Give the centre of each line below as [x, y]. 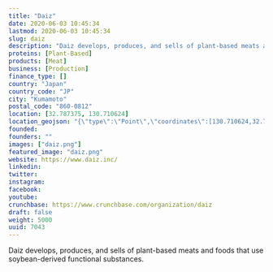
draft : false [30, 212]
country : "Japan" [38, 84]
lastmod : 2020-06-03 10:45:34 [60, 31]
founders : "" [30, 136]
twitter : [23, 175]
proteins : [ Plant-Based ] [50, 54]
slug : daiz [27, 39]
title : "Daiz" [32, 16]
